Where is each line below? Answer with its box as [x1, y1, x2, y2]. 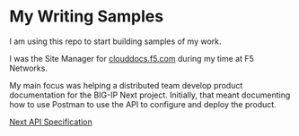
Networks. [9, 63, 48, 73]
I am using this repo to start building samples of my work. [9, 36, 222, 47]
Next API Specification [9, 116, 92, 127]
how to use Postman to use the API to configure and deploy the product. [9, 98, 277, 109]
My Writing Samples [9, 6, 164, 27]
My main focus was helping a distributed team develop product [9, 80, 243, 90]
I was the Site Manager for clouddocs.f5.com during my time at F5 [9, 53, 254, 64]
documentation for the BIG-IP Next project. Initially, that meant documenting [9, 89, 291, 100]
